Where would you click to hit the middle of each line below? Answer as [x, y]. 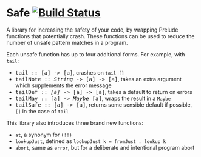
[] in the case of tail [42, 111]
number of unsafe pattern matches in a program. [67, 42]
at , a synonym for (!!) [43, 135]
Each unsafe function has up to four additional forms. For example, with [96, 54]
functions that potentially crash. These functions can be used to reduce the [101, 36]
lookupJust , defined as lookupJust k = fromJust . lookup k [90, 141]
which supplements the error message [63, 85]
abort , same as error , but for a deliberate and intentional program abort [105, 147]
